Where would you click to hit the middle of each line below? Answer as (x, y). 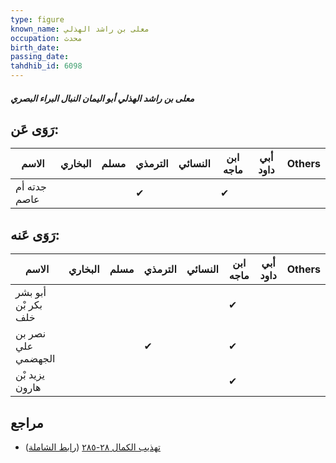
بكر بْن (29, 305)
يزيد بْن (30, 375)
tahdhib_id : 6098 (46, 66)
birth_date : (35, 47)
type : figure (37, 19)
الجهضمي (35, 359)
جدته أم (31, 187)
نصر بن (31, 334)
